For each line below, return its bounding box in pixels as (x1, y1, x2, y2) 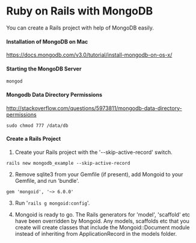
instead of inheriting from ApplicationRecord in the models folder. (14, 230, 177, 237)
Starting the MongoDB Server (6, 65, 82, 72)
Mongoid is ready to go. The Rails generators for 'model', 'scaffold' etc (14, 211, 191, 218)
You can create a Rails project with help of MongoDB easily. (6, 24, 155, 31)
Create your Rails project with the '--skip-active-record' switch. (14, 149, 173, 156)
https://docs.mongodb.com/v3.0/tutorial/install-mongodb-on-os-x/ (6, 51, 173, 58)
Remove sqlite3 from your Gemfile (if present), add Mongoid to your (14, 170, 183, 178)
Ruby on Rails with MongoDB (6, 4, 153, 18)
